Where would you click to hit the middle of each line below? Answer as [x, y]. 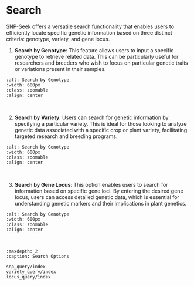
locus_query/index [28, 277]
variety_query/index [31, 272]
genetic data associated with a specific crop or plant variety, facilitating [101, 130]
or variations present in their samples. [60, 69]
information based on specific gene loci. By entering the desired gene [99, 191]
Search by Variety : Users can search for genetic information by [91, 117]
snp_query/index [26, 267]
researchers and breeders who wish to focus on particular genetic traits [101, 63]
